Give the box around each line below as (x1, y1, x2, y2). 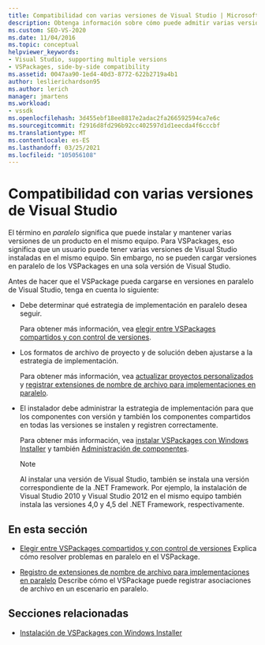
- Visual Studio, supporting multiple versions (8, 56, 168, 64)
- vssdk (8, 107, 34, 115)
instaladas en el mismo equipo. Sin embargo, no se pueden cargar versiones (8, 253, 257, 263)
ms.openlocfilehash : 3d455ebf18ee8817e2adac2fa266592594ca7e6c (8, 114, 221, 122)
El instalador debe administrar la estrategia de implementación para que (19, 403, 254, 413)
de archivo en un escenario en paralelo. (19, 584, 149, 593)
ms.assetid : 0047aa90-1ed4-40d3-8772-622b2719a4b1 (8, 70, 178, 78)
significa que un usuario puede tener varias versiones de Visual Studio (8, 245, 238, 254)
